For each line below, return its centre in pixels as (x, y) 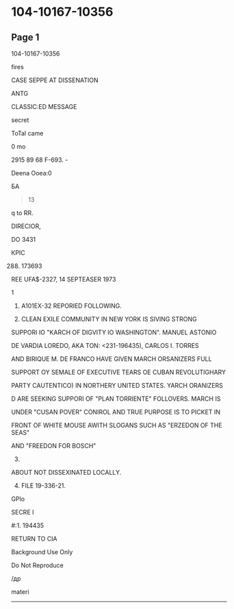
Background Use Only (42, 552)
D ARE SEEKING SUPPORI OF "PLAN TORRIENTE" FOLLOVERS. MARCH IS (116, 399)
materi (20, 592)
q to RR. (22, 213)
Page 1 (25, 37)
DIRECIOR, (26, 226)
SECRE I (23, 512)
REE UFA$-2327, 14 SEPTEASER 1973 (64, 279)
